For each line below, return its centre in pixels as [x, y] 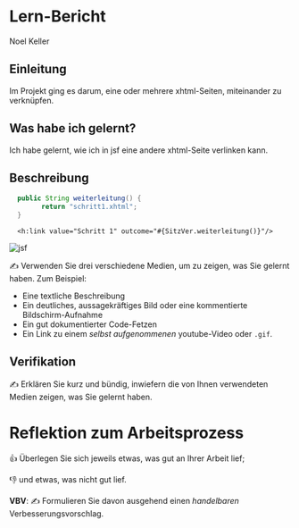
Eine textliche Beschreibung [74, 296]
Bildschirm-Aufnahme [62, 315]
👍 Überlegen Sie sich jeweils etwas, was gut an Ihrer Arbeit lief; [127, 458]
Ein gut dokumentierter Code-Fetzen [90, 324]
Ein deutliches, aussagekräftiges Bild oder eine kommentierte [135, 305]
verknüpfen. [32, 100]
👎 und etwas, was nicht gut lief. [68, 479]
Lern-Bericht [58, 17]
